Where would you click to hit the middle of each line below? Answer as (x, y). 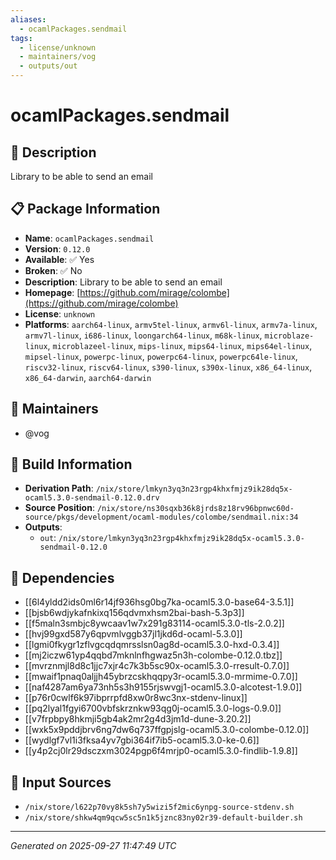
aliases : (28, 19)
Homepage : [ (52, 292)
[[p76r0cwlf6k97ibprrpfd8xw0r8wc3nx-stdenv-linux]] (136, 698)
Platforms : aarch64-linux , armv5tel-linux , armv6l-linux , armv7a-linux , (171, 324)
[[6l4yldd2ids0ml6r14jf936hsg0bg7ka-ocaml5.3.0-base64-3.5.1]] (159, 602)
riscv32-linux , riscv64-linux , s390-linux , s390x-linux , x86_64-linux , (168, 367)
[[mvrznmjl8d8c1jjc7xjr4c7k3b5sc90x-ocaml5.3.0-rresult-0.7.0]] (157, 666)
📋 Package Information (85, 209)
